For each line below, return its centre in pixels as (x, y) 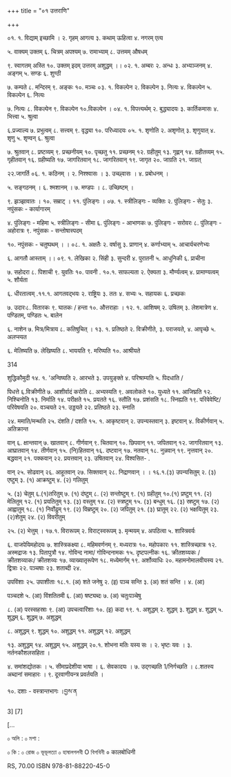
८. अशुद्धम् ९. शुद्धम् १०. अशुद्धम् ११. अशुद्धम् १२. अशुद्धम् (69, 631)
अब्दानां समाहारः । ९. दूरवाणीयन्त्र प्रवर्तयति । (56, 674)
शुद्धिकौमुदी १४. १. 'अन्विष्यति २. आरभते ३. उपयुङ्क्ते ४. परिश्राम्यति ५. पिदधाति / (96, 378)
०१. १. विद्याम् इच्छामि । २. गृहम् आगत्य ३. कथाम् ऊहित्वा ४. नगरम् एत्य (85, 38)
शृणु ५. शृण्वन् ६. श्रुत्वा (31, 138)
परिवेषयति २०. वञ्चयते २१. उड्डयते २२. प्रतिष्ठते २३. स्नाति (71, 407)
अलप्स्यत (17, 337)
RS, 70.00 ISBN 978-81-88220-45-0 (59, 766)
